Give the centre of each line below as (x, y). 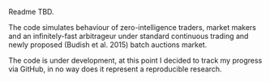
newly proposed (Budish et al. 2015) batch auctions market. (108, 45)
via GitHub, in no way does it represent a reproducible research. (115, 69)
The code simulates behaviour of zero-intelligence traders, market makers (133, 27)
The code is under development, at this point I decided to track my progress (135, 60)
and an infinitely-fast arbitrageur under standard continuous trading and (129, 36)
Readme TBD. (31, 12)
